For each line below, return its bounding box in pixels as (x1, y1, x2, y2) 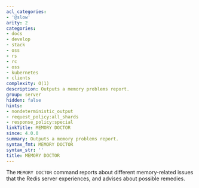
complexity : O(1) (6, 81, 50, 87)
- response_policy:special (6, 120, 74, 126)
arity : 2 (6, 20, 28, 26)
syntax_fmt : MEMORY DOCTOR (6, 141, 74, 148)
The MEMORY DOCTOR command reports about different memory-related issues (6, 169, 194, 176)
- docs (6, 31, 23, 37)
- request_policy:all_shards (6, 114, 79, 120)
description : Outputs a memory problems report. (6, 86, 130, 92)
